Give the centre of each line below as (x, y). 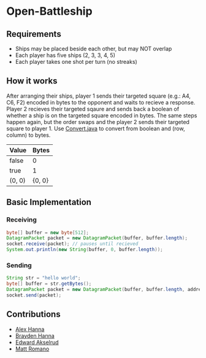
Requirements (34, 34)
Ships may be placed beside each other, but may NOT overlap (93, 49)
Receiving (21, 220)
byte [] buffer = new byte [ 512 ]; (48, 232)
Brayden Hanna (35, 335)
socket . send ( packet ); (34, 295)
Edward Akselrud (37, 342)
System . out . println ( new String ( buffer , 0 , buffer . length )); (85, 250)
